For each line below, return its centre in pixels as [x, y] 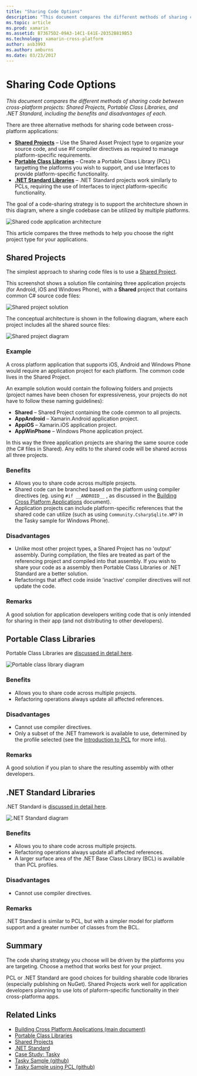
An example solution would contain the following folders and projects [89, 388]
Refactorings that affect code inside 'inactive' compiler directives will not [102, 580]
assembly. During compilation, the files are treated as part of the [92, 555]
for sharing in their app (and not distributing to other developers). [85, 620]
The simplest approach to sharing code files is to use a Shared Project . [92, 272]
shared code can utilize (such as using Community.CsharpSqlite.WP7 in [99, 514]
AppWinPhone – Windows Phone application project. [79, 431]
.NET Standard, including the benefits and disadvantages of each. [86, 113]
